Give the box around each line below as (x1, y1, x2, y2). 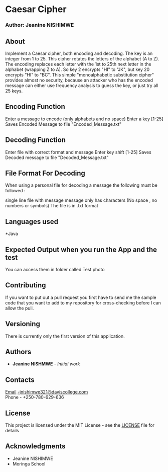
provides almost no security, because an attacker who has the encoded (5, 77, 153, 83)
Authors (5, 348, 32, 356)
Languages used (5, 217, 59, 226)
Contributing (5, 281, 46, 290)
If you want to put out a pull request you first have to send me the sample (5, 294, 156, 300)
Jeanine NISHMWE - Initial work (12, 361, 80, 367)
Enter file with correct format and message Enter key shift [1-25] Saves (5, 149, 151, 155)
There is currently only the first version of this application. (5, 333, 125, 339)
